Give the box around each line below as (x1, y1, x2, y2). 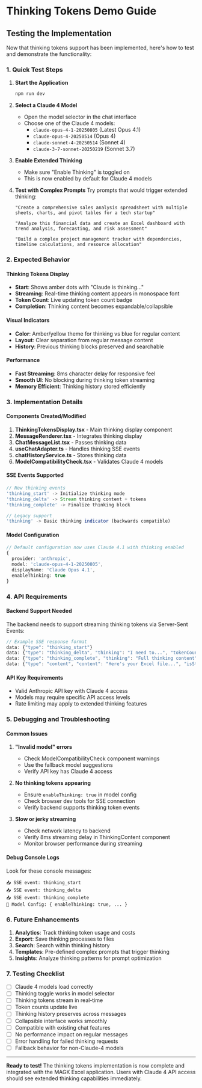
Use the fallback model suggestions (23, 761, 113, 769)
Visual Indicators (6, 316, 50, 324)
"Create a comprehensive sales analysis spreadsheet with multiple (14, 204, 188, 211)
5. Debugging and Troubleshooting (6, 715, 110, 724)
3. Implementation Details (6, 398, 83, 406)
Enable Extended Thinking (14, 157, 82, 164)
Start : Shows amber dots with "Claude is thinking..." (14, 284, 144, 291)
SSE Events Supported (6, 472, 64, 479)
